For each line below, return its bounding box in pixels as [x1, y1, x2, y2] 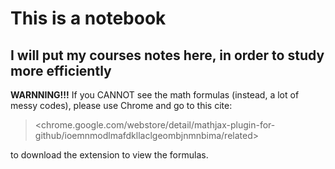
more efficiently [10, 62, 112, 79]
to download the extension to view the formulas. [10, 149, 209, 161]
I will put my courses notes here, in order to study [10, 47, 325, 64]
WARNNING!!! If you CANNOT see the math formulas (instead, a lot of [10, 89, 300, 101]
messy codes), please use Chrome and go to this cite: [10, 100, 233, 111]
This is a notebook [10, 7, 167, 30]
